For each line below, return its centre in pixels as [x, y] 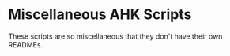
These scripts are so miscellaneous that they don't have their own [115, 36]
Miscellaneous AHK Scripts [100, 15]
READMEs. [26, 44]
